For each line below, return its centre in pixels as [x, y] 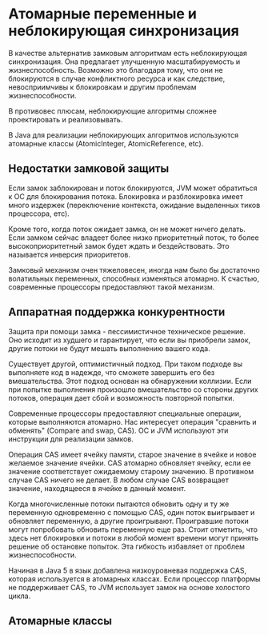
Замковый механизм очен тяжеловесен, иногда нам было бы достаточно [134, 270]
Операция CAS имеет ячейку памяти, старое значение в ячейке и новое [132, 454]
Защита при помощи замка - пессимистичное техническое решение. [127, 331]
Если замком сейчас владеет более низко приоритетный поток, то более [134, 238]
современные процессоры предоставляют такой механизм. [112, 287]
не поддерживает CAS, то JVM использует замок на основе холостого [129, 587]
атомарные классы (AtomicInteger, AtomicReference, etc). [106, 143]
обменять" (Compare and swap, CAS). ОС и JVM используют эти [118, 430]
